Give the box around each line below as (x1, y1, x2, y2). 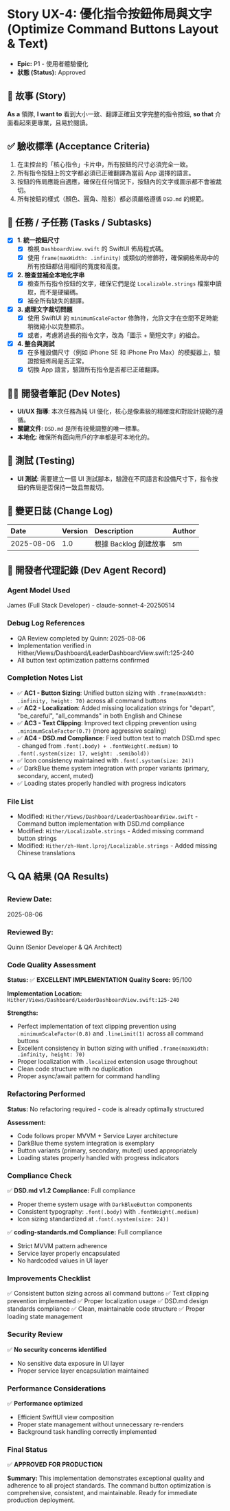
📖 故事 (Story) (7, 90, 67, 102)
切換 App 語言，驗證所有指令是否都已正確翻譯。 (27, 365, 163, 374)
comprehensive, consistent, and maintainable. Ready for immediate (7, 1489, 198, 1497)
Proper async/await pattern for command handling (16, 1072, 160, 1080)
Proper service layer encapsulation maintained (16, 1367, 149, 1375)
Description (94, 526, 134, 535)
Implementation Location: (7, 989, 82, 998)
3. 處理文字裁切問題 (16, 305, 73, 313)
